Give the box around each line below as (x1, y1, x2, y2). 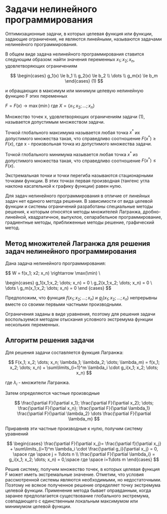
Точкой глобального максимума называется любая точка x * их (5, 129, 140, 136)
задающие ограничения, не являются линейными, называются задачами (5, 36, 162, 42)
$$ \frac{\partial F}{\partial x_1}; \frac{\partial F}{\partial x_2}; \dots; (14, 400, 154, 406)
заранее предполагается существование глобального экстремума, (5, 493, 150, 499)
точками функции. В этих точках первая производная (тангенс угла (5, 178, 150, 184)
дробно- (142, 209, 161, 215)
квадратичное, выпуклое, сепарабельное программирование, (28, 214, 162, 220)
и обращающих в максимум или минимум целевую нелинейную (5, 88, 144, 94)
